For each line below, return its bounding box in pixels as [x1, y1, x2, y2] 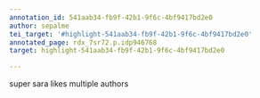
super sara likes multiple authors [9, 78, 129, 89]
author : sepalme [9, 21, 69, 30]
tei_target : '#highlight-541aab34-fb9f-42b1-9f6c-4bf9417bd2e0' [9, 29, 253, 38]
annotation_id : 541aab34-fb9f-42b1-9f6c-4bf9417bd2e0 [9, 12, 214, 22]
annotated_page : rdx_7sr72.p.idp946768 [9, 37, 158, 47]
